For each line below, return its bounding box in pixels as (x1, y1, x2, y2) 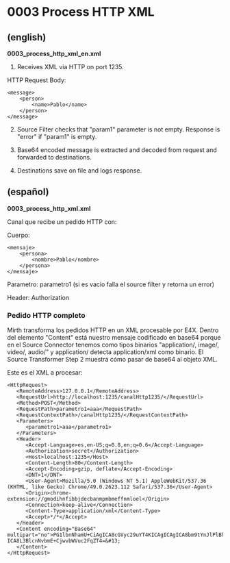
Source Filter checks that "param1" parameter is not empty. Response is (16, 125, 220, 134)
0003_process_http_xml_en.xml (7, 49, 101, 58)
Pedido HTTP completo (7, 310, 86, 320)
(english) (7, 32, 47, 43)
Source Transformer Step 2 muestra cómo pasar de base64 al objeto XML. (7, 355, 218, 364)
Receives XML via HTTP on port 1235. (16, 63, 125, 71)
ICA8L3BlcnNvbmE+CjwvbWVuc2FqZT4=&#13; (7, 538, 121, 545)
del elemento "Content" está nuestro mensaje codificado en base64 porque (7, 334, 221, 342)
